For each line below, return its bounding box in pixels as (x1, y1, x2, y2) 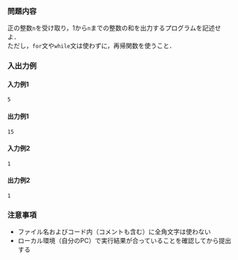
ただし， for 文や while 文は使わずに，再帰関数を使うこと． (7, 41, 176, 50)
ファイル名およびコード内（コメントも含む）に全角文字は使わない (17, 227, 211, 236)
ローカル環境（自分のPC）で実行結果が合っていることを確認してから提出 (17, 237, 232, 245)
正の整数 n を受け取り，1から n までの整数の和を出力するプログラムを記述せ (7, 23, 222, 33)
